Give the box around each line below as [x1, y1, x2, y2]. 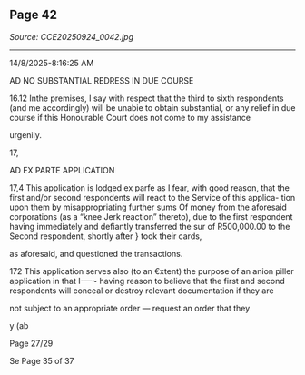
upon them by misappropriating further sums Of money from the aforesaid [9, 202, 288, 212]
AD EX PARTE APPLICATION [9, 164, 115, 175]
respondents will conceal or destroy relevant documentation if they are [9, 285, 274, 296]
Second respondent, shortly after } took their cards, [9, 231, 202, 242]
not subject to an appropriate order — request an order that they [9, 302, 251, 313]
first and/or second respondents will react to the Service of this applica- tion [9, 192, 296, 202]
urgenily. [9, 129, 43, 140]
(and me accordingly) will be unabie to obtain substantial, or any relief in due [9, 102, 296, 113]
